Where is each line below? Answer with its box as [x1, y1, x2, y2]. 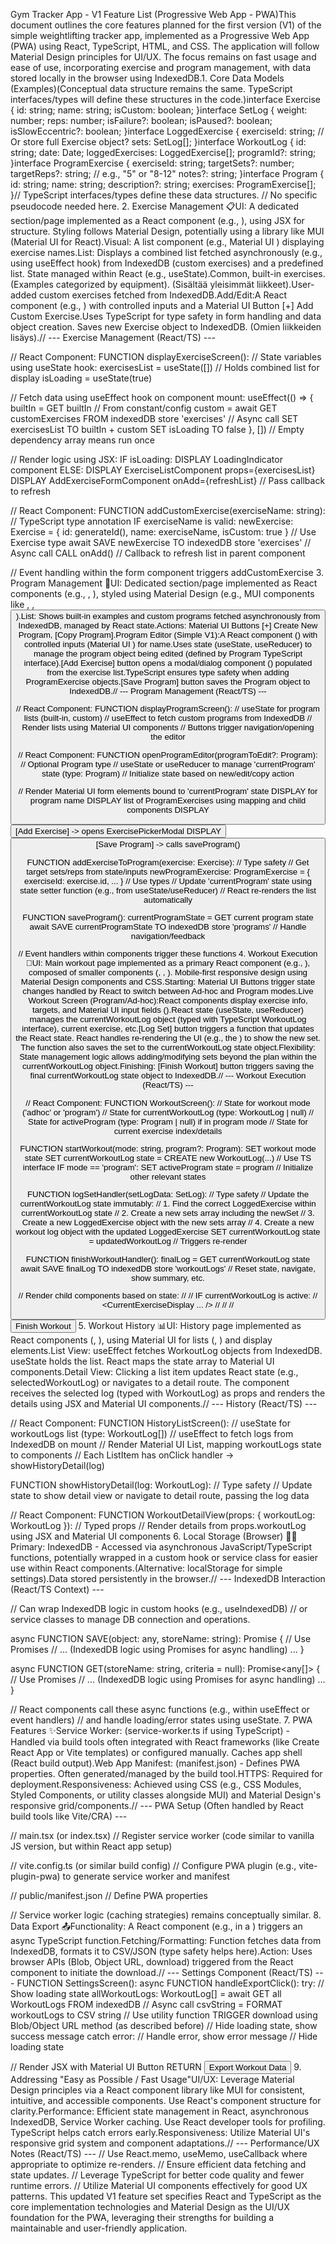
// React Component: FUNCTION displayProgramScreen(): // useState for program [16, 704, 320, 714]
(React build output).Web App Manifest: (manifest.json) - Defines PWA [10, 1757, 300, 1769]
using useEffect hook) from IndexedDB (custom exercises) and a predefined [10, 257, 324, 269]
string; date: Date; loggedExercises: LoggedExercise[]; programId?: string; [10, 147, 317, 158]
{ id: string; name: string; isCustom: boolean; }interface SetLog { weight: [10, 104, 308, 116]
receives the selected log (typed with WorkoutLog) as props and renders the [10, 1387, 326, 1399]
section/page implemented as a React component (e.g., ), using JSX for [10, 215, 305, 226]
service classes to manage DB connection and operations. [10, 1614, 251, 1626]
